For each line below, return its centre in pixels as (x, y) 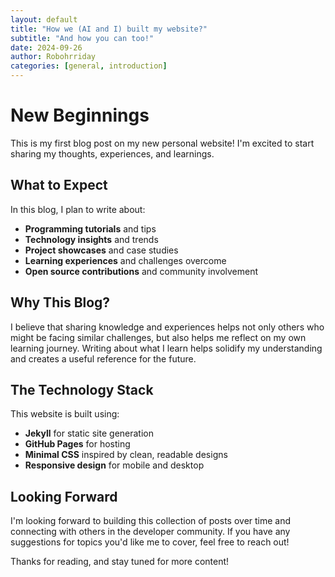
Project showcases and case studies (101, 250)
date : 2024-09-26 (46, 47)
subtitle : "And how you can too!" (82, 38)
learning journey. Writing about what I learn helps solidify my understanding (166, 348)
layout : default (44, 19)
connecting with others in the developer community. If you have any (150, 532)
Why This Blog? (60, 302)
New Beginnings (80, 115)
